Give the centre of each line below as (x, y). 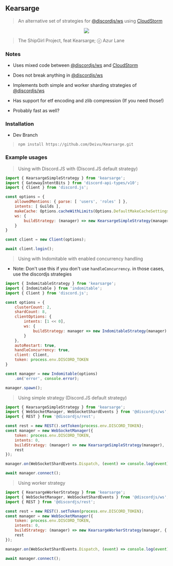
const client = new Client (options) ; (46, 240)
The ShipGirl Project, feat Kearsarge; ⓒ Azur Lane (71, 40)
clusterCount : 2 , (33, 307)
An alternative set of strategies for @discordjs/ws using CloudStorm (90, 21)
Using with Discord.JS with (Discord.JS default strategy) (78, 169)
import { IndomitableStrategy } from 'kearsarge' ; (61, 284)
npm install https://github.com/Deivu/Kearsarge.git (76, 144)
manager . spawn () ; (24, 388)
